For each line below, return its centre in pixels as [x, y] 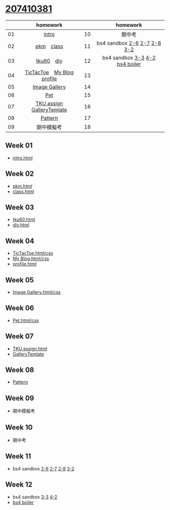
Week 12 [19, 485]
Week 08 [20, 370]
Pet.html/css [26, 320]
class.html [23, 192]
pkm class [49, 46]
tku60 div [49, 60]
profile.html [25, 264]
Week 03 [20, 207]
